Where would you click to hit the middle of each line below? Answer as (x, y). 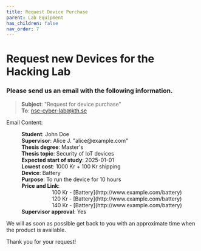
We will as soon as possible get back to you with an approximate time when (101, 223)
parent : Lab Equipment (35, 18)
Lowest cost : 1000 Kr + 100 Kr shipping (71, 166)
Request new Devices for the (80, 59)
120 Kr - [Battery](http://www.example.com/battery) (117, 199)
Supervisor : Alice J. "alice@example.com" (75, 140)
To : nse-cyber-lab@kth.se (54, 111)
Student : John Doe (46, 134)
